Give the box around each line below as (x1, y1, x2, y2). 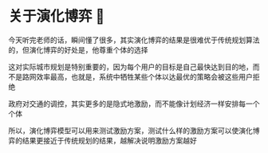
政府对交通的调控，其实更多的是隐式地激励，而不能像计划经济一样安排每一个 (8, 99, 260, 108)
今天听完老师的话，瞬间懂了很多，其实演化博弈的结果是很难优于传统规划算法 (8, 35, 260, 45)
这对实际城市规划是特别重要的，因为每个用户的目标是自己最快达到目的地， (8, 61, 253, 72)
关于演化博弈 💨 (8, 7, 105, 25)
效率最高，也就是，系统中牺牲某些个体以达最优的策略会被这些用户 (35, 72, 253, 81)
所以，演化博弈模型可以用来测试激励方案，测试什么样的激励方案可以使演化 (8, 125, 253, 135)
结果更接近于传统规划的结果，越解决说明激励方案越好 (22, 135, 197, 145)
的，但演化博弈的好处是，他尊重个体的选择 (8, 45, 148, 54)
